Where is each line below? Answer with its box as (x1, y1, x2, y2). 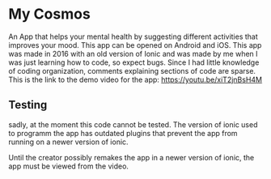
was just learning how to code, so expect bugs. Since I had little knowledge (8, 58, 260, 67)
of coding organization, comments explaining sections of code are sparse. (8, 66, 256, 75)
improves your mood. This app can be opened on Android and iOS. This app (8, 40, 262, 49)
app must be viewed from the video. (8, 161, 129, 171)
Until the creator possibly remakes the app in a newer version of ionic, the (8, 152, 255, 162)
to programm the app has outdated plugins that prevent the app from (8, 128, 238, 138)
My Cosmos (8, 5, 91, 23)
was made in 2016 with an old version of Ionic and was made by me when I (8, 49, 258, 58)
